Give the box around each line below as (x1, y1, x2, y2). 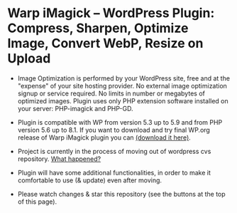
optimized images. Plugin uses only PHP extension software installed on (17, 96, 228, 105)
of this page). (17, 197, 57, 206)
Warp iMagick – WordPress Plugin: (7, 5, 215, 21)
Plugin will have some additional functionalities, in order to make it (17, 168, 211, 177)
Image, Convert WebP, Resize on (7, 36, 204, 51)
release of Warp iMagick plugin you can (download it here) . (17, 133, 192, 142)
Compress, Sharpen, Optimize (7, 20, 189, 36)
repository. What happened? (17, 155, 101, 163)
